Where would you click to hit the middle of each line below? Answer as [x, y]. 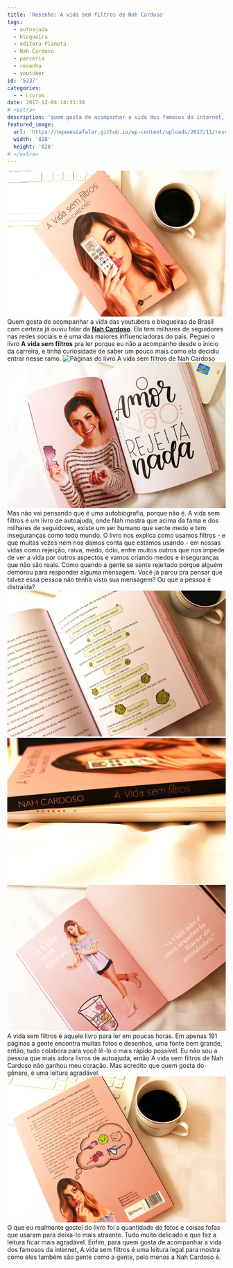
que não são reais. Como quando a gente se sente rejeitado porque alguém [115, 565]
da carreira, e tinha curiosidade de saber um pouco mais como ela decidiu [113, 352]
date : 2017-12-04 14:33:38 [46, 103]
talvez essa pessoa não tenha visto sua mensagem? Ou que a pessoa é [109, 579]
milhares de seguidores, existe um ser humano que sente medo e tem [107, 528]
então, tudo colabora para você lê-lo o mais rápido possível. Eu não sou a [112, 1051]
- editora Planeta [40, 44]
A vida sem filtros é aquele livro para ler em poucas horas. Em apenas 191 [112, 1036]
